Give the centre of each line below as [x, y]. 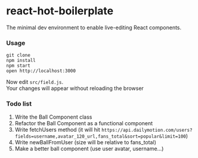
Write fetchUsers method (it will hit [57, 129]
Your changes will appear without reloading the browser [75, 88]
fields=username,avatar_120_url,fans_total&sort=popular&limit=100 [100, 136]
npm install [21, 61]
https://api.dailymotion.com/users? [147, 130]
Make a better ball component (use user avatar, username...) [89, 148]
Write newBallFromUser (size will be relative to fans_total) [85, 142]
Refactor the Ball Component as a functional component [84, 123]
